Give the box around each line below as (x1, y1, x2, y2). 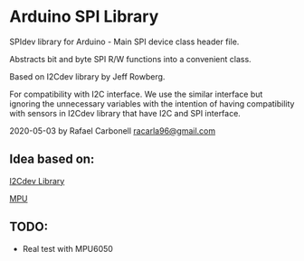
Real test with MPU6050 (22, 243, 113, 254)
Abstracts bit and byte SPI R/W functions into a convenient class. (9, 53, 252, 64)
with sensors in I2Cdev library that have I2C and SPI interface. (9, 107, 242, 118)
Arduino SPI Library (9, 6, 159, 27)
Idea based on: (9, 152, 95, 167)
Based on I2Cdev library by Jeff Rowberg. (9, 70, 166, 82)
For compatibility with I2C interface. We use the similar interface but (9, 89, 263, 99)
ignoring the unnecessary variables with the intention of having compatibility (9, 98, 295, 109)
